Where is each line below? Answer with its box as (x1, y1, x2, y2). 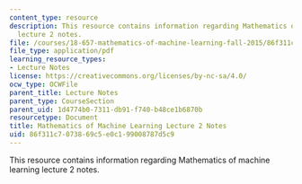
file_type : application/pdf (9, 47, 115, 56)
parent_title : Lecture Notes (9, 88, 119, 97)
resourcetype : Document (9, 113, 99, 122)
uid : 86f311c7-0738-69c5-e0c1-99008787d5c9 (9, 130, 175, 139)
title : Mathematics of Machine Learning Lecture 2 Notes (9, 122, 227, 131)
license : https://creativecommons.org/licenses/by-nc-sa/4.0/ (9, 72, 247, 81)
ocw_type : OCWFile (9, 80, 78, 89)
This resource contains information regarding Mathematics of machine (9, 154, 271, 165)
